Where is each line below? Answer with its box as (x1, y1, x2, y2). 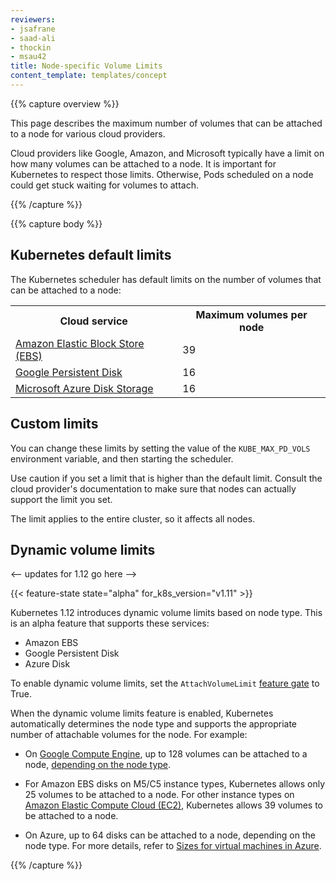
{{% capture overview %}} (10, 97, 120, 110)
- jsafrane (10, 24, 56, 34)
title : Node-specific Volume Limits (10, 61, 163, 71)
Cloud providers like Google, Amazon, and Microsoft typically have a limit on (10, 147, 325, 159)
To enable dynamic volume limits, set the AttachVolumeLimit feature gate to (10, 677, 320, 690)
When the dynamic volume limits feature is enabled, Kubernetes (10, 707, 274, 720)
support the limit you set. (10, 493, 113, 505)
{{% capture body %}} (10, 217, 103, 230)
